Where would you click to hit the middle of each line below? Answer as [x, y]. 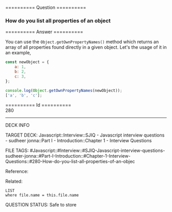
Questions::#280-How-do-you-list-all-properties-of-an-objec [70, 162]
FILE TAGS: [17, 150]
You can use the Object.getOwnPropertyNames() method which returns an [82, 42]
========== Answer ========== [44, 32]
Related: [14, 181]
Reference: [17, 171]
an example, [18, 53]
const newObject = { [27, 62]
